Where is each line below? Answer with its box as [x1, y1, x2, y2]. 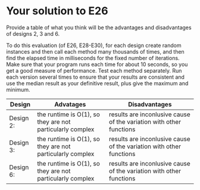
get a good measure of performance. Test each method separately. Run [6, 67, 182, 74]
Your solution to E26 [6, 4, 108, 18]
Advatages [54, 100, 86, 108]
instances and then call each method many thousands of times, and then [6, 48, 185, 55]
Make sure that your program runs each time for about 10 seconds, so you [6, 61, 188, 68]
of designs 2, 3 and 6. [6, 30, 60, 37]
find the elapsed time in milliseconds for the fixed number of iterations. [6, 54, 180, 61]
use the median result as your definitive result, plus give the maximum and [6, 79, 189, 87]
